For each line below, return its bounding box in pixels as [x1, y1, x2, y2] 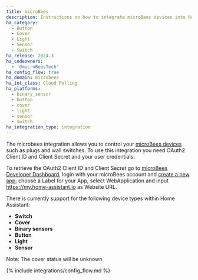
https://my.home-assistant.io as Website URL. [6, 184, 117, 190]
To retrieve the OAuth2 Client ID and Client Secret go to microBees [6, 165, 168, 172]
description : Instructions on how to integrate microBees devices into [6, 14, 186, 20]
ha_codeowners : [6, 58, 44, 64]
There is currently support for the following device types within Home [6, 195, 175, 202]
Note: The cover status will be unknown [6, 256, 103, 262]
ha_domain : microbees [6, 75, 60, 81]
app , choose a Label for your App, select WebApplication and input [6, 177, 169, 184]
